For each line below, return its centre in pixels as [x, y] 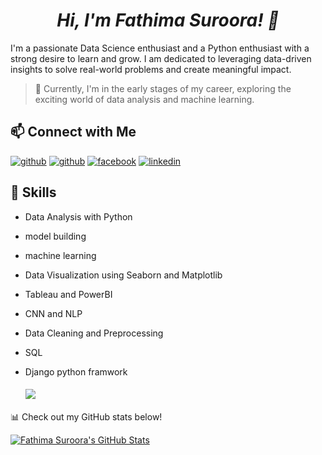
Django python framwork [76, 371]
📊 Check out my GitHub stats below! [86, 416]
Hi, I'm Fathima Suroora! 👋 [168, 20]
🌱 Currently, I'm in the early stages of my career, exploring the [163, 88]
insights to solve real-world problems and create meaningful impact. [151, 69]
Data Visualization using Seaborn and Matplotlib [123, 275]
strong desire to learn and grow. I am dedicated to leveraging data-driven [161, 58]
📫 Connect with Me [73, 132]
